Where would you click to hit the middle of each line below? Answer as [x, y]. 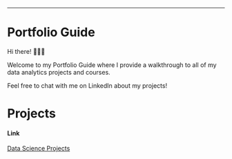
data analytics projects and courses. [59, 72]
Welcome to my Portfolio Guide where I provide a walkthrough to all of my [112, 65]
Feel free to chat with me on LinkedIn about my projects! [87, 85]
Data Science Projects [39, 149]
